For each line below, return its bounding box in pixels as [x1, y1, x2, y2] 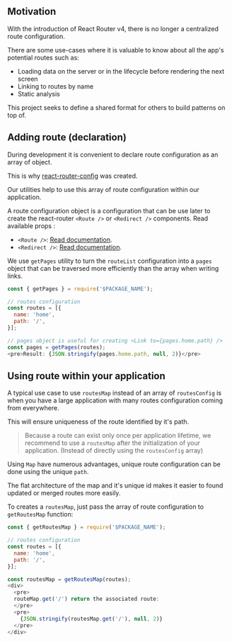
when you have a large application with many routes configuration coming [7, 396, 224, 405]
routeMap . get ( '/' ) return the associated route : [13, 595, 160, 603]
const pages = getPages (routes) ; [7, 344, 106, 351]
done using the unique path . [7, 468, 89, 476]
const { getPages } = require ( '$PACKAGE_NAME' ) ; [7, 285, 153, 293]
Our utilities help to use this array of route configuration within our [7, 185, 200, 193]
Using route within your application [7, 370, 166, 382]
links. [7, 271, 23, 280]
